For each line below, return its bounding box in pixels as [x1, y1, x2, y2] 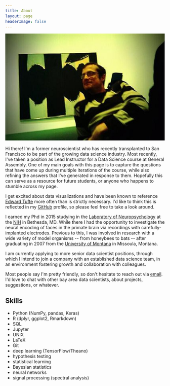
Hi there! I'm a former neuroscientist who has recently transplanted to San [5, 145, 159, 152]
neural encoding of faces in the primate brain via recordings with [5, 224, 141, 230]
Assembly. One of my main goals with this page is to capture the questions [5, 161, 161, 167]
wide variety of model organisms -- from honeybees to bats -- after [5, 235, 146, 241]
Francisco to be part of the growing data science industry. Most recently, [5, 151, 157, 157]
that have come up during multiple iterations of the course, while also [5, 167, 150, 173]
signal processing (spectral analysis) [12, 374, 90, 380]
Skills [5, 297, 23, 305]
